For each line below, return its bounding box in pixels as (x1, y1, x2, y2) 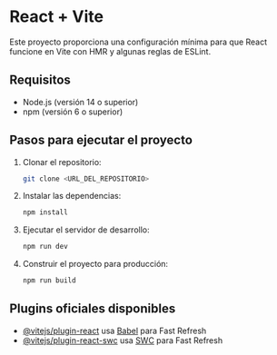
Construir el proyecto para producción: (22, 259, 169, 270)
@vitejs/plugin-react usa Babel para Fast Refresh (22, 325, 207, 336)
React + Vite (9, 6, 104, 27)
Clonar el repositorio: (22, 156, 102, 167)
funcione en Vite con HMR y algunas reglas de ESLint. (9, 45, 212, 56)
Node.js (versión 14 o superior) (22, 96, 139, 107)
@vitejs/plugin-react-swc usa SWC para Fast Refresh (22, 334, 223, 346)
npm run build (22, 276, 76, 285)
